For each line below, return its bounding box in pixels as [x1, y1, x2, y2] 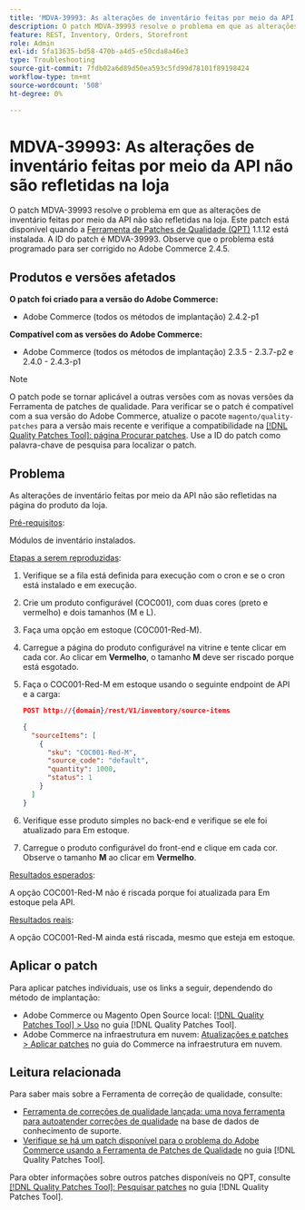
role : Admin [9, 38, 54, 48]
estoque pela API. [9, 896, 75, 908]
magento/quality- [228, 412, 294, 422]
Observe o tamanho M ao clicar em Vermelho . [22, 851, 197, 862]
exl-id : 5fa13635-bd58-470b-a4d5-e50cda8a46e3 [9, 47, 189, 56]
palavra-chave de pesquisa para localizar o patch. [9, 439, 197, 450]
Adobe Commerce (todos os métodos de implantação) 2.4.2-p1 [22, 311, 260, 322]
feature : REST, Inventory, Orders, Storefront [9, 30, 189, 39]
